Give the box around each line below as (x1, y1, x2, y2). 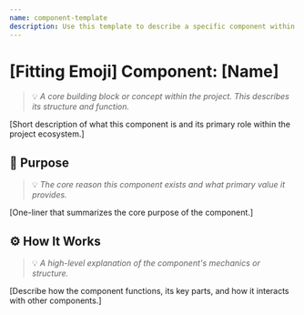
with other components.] (9, 295, 102, 306)
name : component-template (9, 13, 107, 23)
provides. (31, 189, 67, 200)
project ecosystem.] (9, 128, 85, 139)
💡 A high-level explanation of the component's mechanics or (31, 258, 261, 269)
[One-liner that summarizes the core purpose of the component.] (9, 207, 254, 218)
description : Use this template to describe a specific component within (9, 22, 296, 31)
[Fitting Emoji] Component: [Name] (9, 61, 279, 82)
